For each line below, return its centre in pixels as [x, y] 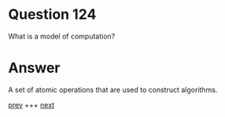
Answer [34, 68]
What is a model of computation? [62, 36]
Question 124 [52, 15]
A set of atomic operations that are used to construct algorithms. [113, 90]
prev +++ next [31, 104]
